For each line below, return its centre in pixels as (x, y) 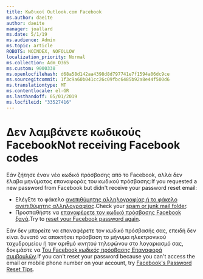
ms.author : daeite (29, 18)
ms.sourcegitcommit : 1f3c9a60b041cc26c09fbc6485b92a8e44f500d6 (88, 79)
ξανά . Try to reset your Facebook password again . (78, 218)
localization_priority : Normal (46, 57)
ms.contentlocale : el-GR (38, 91)
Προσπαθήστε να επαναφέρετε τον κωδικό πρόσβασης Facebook (98, 212)
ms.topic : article (29, 46)
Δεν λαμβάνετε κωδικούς (74, 132)
